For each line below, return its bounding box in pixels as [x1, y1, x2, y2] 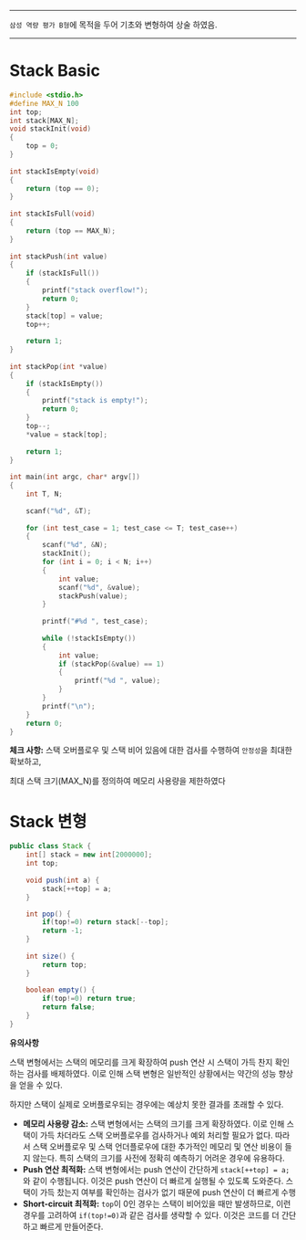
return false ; [42, 1003, 96, 1012]
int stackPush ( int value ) [9, 252, 107, 261]
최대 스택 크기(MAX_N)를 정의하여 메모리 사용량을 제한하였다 [9, 775, 226, 786]
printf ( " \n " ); [42, 701, 96, 710]
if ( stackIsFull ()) [25, 268, 100, 278]
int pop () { [25, 909, 71, 919]
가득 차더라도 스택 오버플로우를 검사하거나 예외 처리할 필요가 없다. [39, 1130, 273, 1140]
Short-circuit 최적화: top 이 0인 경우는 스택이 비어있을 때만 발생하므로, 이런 [22, 1198, 291, 1209]
